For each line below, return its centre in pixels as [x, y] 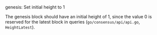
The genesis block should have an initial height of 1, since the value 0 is [78, 17]
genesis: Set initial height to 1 [35, 7]
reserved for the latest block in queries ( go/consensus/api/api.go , [73, 22]
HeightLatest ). [20, 27]
